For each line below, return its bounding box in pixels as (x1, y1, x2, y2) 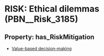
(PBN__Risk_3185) (4, 14, 78, 25)
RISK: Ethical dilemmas (4, 3, 100, 14)
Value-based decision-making (11, 46, 72, 51)
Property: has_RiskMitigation (4, 33, 95, 41)
